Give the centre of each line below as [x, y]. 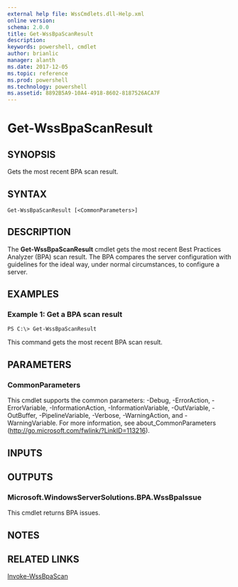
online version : [31, 21]
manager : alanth [31, 60]
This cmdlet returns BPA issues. [54, 513]
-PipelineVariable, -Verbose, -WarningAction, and [111, 416]
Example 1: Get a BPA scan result [65, 315]
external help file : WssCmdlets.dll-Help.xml [76, 14]
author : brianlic [33, 54]
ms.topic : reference [38, 73]
